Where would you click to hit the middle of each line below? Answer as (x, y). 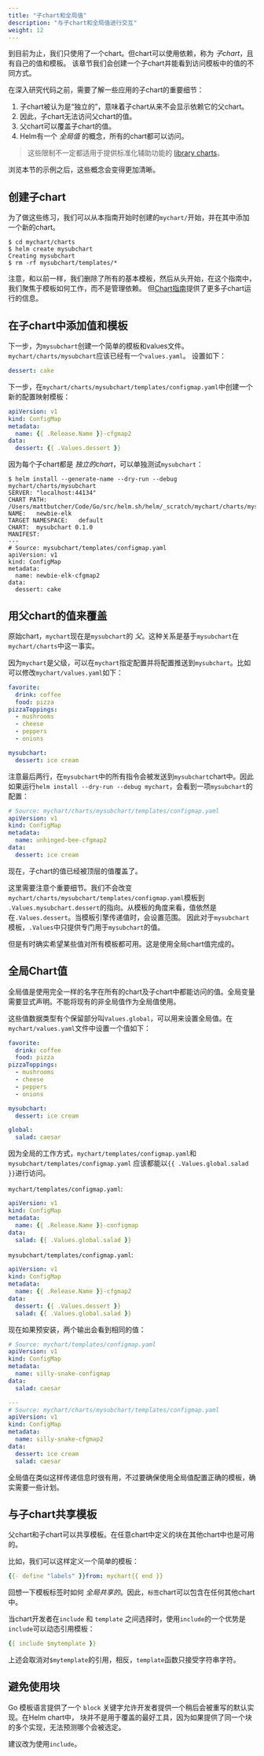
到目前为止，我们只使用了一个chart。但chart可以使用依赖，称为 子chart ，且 (131, 54)
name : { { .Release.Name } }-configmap (77, 1225)
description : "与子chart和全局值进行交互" (73, 23)
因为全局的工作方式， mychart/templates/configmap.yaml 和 (103, 1153)
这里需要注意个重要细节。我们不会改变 (70, 887)
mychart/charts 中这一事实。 (54, 645)
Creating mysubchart (42, 256)
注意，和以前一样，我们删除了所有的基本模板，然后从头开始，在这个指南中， (132, 279)
